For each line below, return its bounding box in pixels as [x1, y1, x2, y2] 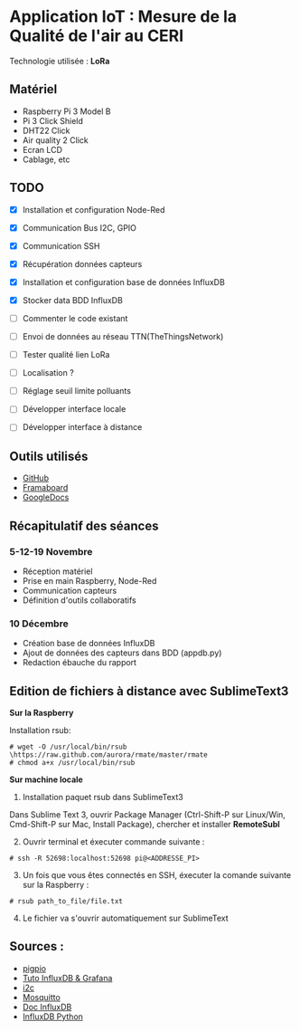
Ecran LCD [22, 144, 63, 155]
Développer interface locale [22, 404, 127, 415]
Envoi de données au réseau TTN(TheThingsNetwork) [22, 331, 224, 341]
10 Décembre [9, 617, 70, 630]
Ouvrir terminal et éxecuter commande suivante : [22, 835, 205, 847]
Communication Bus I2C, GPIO [22, 222, 137, 233]
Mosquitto [22, 991, 61, 1002]
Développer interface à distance [22, 422, 143, 433]
